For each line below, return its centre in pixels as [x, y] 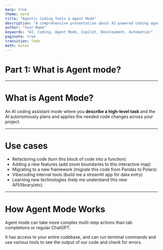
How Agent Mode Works [55, 209]
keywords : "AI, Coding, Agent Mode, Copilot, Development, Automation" [79, 32]
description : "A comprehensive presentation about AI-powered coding [77, 23]
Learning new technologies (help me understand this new [70, 180]
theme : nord [17, 14]
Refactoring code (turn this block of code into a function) [69, 159]
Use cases [26, 146]
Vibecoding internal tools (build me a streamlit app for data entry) [77, 175]
